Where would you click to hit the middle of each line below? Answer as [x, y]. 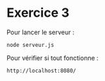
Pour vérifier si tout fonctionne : [53, 58]
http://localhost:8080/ [42, 71]
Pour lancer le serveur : [41, 32]
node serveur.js [30, 45]
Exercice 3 [38, 13]
